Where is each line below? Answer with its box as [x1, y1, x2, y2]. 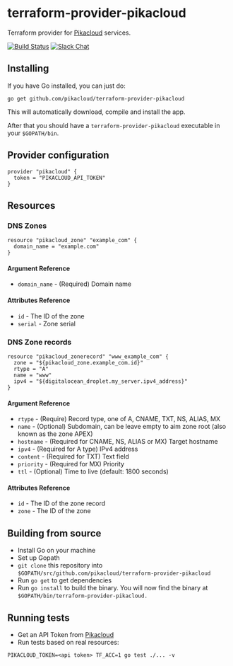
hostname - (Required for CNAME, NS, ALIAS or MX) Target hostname [17, 437, 218, 446]
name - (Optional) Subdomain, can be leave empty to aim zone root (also [17, 423, 227, 431]
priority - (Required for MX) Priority [17, 460, 125, 469]
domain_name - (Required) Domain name [17, 280, 132, 288]
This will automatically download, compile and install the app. [7, 108, 186, 116]
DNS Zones [7, 221, 47, 231]
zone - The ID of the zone [17, 507, 91, 515]
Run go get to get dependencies [17, 576, 112, 585]
